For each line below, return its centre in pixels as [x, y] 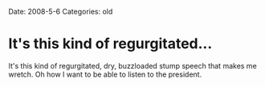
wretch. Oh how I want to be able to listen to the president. [105, 74]
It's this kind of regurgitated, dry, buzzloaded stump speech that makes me [132, 65]
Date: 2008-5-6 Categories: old [61, 12]
